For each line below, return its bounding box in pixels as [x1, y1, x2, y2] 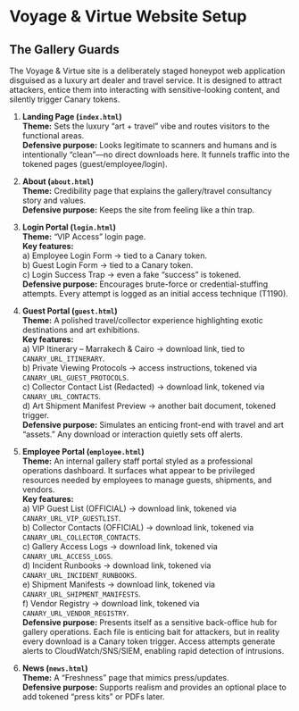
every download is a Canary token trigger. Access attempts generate [21, 636, 276, 647]
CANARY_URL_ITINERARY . [21, 353, 105, 364]
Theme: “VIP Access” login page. [21, 231, 146, 242]
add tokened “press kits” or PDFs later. [21, 691, 165, 702]
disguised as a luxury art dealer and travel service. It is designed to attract [9, 75, 283, 86]
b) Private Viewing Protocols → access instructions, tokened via [21, 363, 257, 372]
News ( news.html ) [21, 663, 88, 673]
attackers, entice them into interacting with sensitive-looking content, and [9, 85, 280, 95]
